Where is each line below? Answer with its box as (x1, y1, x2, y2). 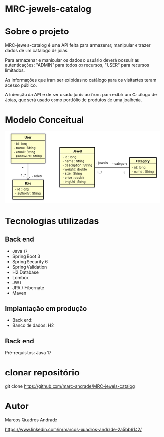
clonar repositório (5, 367, 80, 378)
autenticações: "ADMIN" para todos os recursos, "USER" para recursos (5, 62, 150, 68)
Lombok (12, 274, 29, 280)
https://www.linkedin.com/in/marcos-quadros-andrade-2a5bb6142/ (5, 427, 142, 432)
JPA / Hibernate (12, 284, 45, 291)
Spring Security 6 (12, 258, 48, 264)
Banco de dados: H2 (12, 322, 54, 328)
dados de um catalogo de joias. (5, 48, 69, 54)
